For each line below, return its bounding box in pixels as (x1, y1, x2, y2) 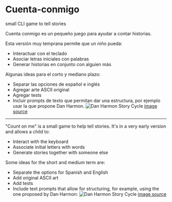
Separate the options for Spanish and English (12, 169, 109, 175)
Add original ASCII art (12, 174, 59, 180)
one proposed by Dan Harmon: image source (12, 191, 167, 197)
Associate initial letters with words (12, 144, 85, 150)
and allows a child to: (5, 128, 50, 134)
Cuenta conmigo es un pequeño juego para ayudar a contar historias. (5, 30, 152, 36)
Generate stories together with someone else (12, 149, 109, 155)
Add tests (12, 180, 33, 186)
